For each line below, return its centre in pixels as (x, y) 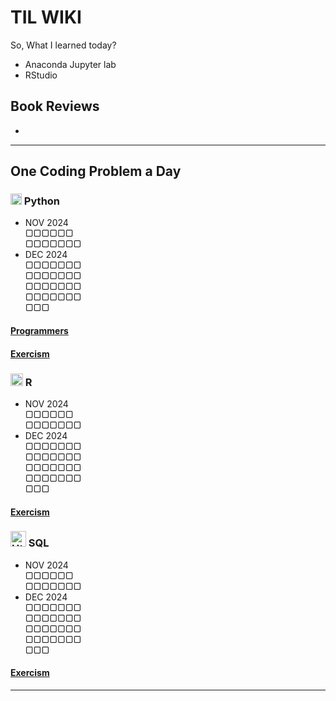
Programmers (39, 331)
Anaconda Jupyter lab (70, 64)
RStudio (41, 75)
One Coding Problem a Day (96, 171)
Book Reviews (55, 106)
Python (42, 201)
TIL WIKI (46, 17)
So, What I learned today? (63, 45)
